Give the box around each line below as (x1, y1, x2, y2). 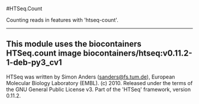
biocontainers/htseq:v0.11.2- (82, 48, 192, 58)
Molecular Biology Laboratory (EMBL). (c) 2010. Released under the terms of (6, 79, 193, 86)
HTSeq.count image (6, 48, 82, 58)
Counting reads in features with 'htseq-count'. (6, 17, 118, 23)
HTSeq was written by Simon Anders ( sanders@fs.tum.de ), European (6, 73, 175, 80)
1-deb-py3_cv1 (6, 57, 62, 67)
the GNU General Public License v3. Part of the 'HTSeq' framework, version (6, 86, 191, 93)
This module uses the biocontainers (6, 39, 142, 49)
